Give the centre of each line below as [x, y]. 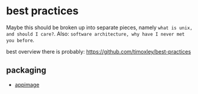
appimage [27, 84]
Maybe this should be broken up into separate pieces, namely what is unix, [99, 27]
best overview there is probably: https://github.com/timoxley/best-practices [99, 51]
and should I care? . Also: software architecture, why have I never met [95, 33]
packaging [26, 70]
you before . [20, 40]
